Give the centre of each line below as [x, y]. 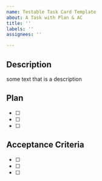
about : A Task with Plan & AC [45, 18]
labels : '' [20, 29]
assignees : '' [24, 35]
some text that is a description [44, 79]
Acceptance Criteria [45, 145]
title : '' [19, 23]
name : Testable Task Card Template [51, 12]
